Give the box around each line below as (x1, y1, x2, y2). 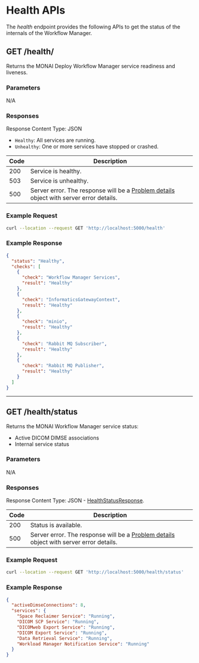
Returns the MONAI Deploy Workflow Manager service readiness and (6, 62, 176, 69)
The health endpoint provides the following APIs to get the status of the (6, 23, 181, 30)
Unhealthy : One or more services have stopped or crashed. (14, 143, 159, 150)
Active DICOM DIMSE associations (14, 434, 99, 441)
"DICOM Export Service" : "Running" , (17, 630, 108, 636)
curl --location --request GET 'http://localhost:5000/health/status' (6, 569, 184, 575)
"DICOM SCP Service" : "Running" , (17, 619, 99, 625)
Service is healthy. (30, 167, 82, 176)
